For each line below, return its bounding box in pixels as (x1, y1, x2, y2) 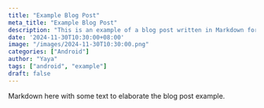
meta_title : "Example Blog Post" (8, 19, 118, 27)
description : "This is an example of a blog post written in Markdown (8, 26, 244, 34)
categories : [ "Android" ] (8, 48, 90, 56)
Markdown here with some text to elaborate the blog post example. (8, 91, 225, 100)
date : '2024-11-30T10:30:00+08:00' (8, 33, 125, 41)
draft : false (8, 70, 51, 77)
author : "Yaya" (8, 56, 58, 63)
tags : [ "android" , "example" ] (8, 63, 108, 70)
